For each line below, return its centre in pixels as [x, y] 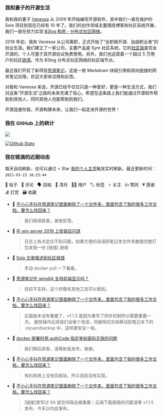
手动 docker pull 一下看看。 [52, 268]
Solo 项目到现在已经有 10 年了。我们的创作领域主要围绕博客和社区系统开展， [82, 25]
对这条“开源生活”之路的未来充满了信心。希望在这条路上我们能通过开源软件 [80, 93]
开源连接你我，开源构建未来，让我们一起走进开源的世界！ [63, 109]
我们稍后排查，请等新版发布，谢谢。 [61, 348]
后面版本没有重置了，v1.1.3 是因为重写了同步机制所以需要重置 [85, 316]
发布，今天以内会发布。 [48, 408]
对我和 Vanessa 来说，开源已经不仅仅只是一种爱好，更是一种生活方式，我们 [81, 87]
